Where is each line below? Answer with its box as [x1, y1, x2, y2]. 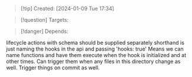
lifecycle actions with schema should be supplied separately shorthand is [6, 39, 185, 46]
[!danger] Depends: [20, 28, 69, 35]
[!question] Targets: [20, 16, 69, 23]
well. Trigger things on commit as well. [6, 64, 100, 71]
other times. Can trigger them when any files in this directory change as [6, 58, 181, 65]
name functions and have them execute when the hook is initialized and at [6, 52, 187, 58]
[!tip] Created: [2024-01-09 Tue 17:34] [20, 5, 115, 12]
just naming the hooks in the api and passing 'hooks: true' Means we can [6, 45, 184, 52]
